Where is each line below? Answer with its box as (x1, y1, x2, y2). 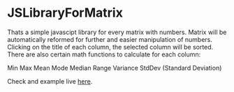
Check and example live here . (7, 77, 93, 85)
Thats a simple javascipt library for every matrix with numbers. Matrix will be (7, 28, 227, 36)
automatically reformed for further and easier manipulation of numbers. (7, 35, 213, 43)
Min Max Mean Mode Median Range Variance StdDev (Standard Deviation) (7, 63, 222, 72)
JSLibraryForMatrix (7, 5, 124, 21)
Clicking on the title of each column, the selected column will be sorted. (7, 43, 214, 51)
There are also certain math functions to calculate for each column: (7, 50, 201, 59)
